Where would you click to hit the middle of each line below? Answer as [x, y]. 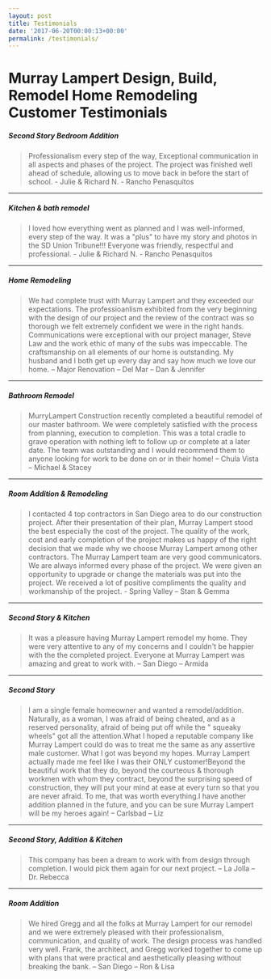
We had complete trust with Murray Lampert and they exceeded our [141, 301]
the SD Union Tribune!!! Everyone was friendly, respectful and [131, 246]
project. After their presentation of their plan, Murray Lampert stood [140, 523]
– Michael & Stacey [60, 468]
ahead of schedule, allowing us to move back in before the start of [138, 173]
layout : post [30, 16]
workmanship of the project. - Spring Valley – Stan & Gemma [129, 591]
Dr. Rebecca [48, 877]
